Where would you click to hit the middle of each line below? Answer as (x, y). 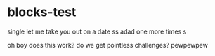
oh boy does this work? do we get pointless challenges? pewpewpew (108, 45)
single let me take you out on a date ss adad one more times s (97, 31)
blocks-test (42, 12)
